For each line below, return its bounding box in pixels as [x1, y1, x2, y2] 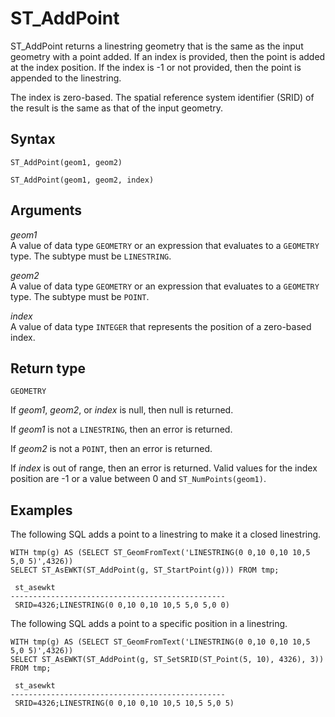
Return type [10, 360, 87, 377]
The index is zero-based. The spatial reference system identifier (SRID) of [10, 91, 315, 103]
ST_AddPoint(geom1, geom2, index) [10, 175, 155, 185]
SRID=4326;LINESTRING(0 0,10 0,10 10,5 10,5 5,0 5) [14, 698, 235, 709]
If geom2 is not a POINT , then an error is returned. [10, 443, 213, 455]
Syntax [10, 131, 56, 148]
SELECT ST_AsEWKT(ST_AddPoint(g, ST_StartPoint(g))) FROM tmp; [10, 565, 280, 576]
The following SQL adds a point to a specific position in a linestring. [10, 618, 288, 630]
